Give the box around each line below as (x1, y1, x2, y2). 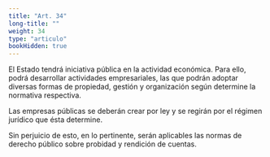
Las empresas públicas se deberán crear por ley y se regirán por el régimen (8, 107, 263, 116)
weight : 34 (8, 27, 46, 35)
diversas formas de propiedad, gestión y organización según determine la (8, 82, 256, 92)
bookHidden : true (8, 42, 67, 50)
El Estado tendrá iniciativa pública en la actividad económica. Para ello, (8, 64, 246, 74)
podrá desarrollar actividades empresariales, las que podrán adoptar (8, 73, 238, 83)
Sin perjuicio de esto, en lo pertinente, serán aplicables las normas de (8, 131, 242, 141)
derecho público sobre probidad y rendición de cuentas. (8, 139, 198, 149)
